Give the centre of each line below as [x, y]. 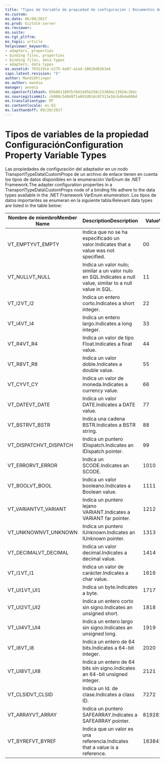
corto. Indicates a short [109, 303]
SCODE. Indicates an [106, 465]
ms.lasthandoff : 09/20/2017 [34, 110]
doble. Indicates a [102, 364]
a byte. [90, 593]
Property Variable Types [56, 155]
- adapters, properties [29, 51]
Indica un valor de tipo [108, 338]
